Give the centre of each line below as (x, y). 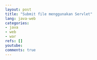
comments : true (20, 50)
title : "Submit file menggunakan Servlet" (49, 14)
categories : (17, 23)
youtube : (14, 45)
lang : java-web (20, 18)
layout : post (18, 9)
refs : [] (14, 41)
